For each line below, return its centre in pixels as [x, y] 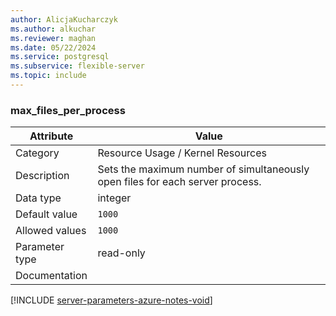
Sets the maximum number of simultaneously [203, 169]
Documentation [51, 276]
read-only [121, 253]
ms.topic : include [48, 76]
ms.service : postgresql [60, 57]
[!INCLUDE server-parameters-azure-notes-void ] [111, 300]
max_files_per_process [68, 110]
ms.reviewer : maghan [53, 38]
